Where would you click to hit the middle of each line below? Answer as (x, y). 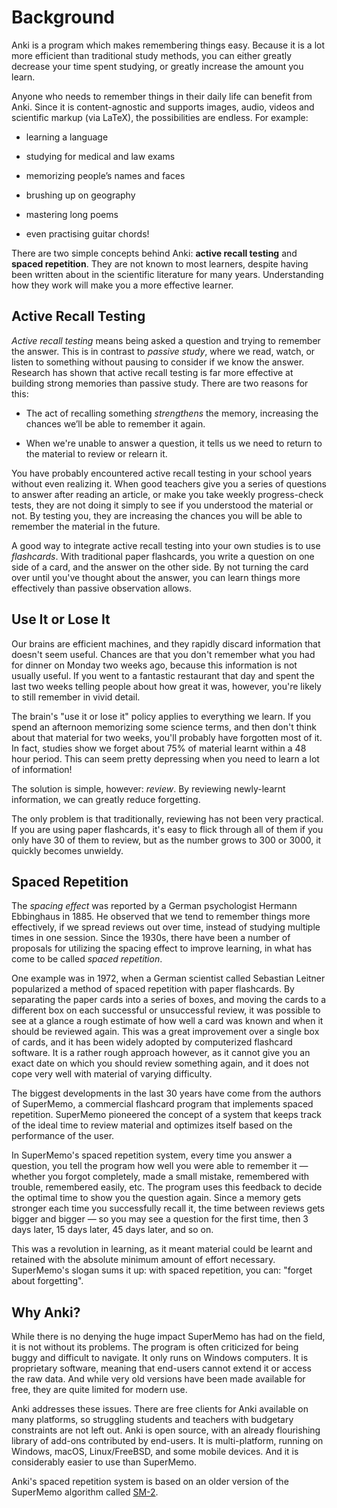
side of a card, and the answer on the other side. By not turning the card (160, 567)
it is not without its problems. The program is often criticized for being (155, 1347)
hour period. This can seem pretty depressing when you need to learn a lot (165, 758)
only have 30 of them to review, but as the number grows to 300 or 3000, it (166, 840)
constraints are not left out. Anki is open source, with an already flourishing (166, 1430)
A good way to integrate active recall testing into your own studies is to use (166, 545)
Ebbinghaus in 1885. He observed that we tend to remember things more (161, 917)
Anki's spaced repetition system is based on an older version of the (150, 1482)
